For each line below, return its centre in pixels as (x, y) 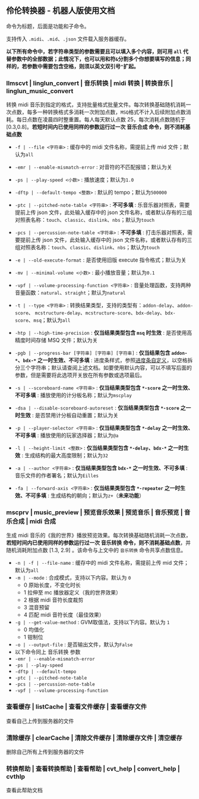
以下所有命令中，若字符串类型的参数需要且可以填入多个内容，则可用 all (94, 51)
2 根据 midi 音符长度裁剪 (53, 600)
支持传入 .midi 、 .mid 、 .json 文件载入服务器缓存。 (68, 39)
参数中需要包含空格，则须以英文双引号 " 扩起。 (83, 66)
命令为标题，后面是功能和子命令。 (48, 26)
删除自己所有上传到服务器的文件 (45, 752)
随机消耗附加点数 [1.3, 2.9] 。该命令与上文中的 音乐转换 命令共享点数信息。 (96, 550)
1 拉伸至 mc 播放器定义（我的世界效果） (72, 593)
